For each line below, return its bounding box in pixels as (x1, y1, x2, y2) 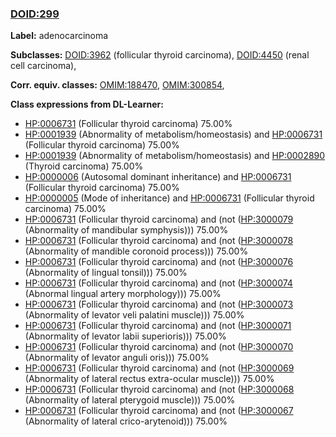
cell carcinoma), (10, 60, 77, 72)
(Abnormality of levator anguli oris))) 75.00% (24, 352, 210, 364)
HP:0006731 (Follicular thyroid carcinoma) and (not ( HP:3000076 (24, 256, 294, 268)
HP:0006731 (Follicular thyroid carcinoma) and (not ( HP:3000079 (24, 213, 294, 226)
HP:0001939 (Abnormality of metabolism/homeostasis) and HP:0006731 (24, 128, 323, 141)
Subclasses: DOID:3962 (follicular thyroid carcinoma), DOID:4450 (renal (10, 49, 310, 61)
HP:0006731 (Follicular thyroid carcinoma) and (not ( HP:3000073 (24, 298, 294, 311)
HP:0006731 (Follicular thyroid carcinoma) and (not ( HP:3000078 (24, 235, 294, 247)
